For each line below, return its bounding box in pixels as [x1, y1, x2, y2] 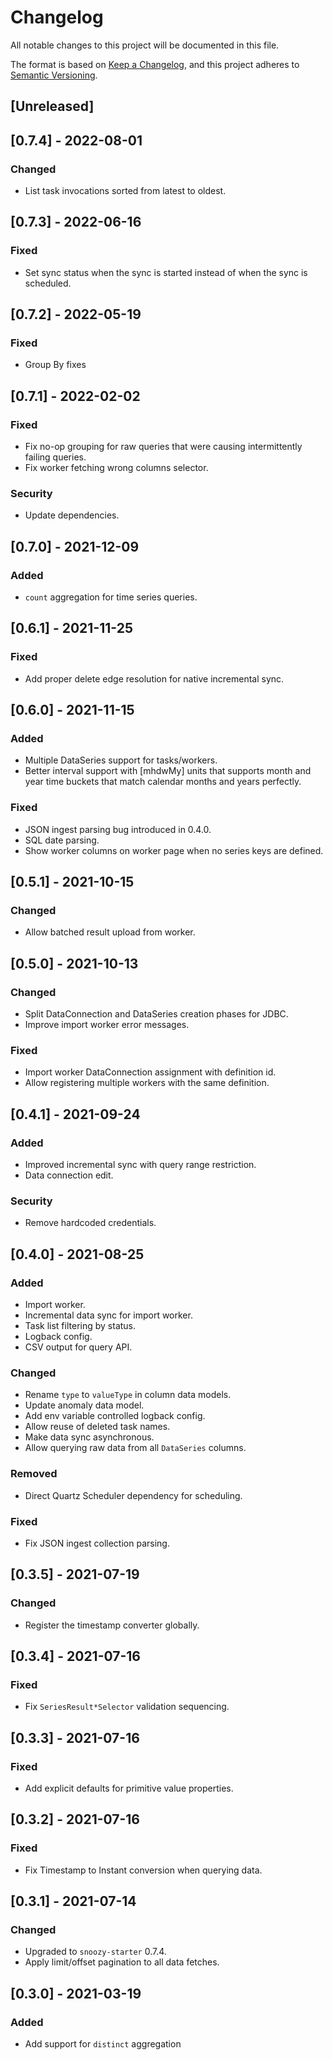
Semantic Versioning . [10, 69, 98, 81]
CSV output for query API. [24, 1341, 133, 1353]
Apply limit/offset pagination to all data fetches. [24, 1956, 220, 1968]
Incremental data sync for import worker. [24, 1309, 193, 1321]
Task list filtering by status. [24, 1320, 137, 1332]
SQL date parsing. [24, 834, 100, 846]
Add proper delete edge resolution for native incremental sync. [24, 672, 285, 685]
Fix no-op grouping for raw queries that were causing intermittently [24, 441, 303, 453]
